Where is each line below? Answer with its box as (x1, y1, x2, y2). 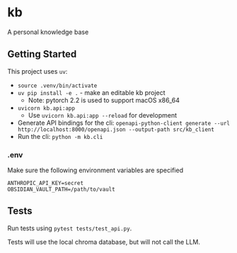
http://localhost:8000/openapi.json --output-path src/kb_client (17, 125, 214, 133)
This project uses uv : (7, 67, 68, 75)
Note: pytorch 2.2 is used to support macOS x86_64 (28, 96, 180, 104)
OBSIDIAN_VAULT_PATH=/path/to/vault (7, 186, 115, 193)
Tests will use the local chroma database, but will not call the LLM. (7, 237, 200, 246)
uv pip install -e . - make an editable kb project (17, 88, 166, 96)
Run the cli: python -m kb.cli (17, 132, 103, 140)
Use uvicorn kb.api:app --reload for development (28, 111, 177, 119)
